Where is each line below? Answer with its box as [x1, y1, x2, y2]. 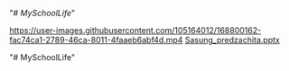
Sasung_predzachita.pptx [184, 35, 280, 45]
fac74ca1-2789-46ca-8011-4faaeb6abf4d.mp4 [9, 35, 183, 45]
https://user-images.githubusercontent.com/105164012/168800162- [9, 25, 262, 35]
